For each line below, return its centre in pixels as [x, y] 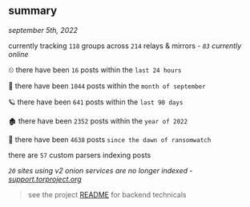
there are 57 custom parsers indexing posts [80, 155]
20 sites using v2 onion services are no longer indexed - [101, 170]
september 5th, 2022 [43, 30]
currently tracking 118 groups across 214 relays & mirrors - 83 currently [125, 46]
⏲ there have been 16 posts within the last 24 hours [95, 70]
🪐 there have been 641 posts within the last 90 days [96, 102]
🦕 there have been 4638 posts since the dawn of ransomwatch [110, 139]
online [18, 54]
